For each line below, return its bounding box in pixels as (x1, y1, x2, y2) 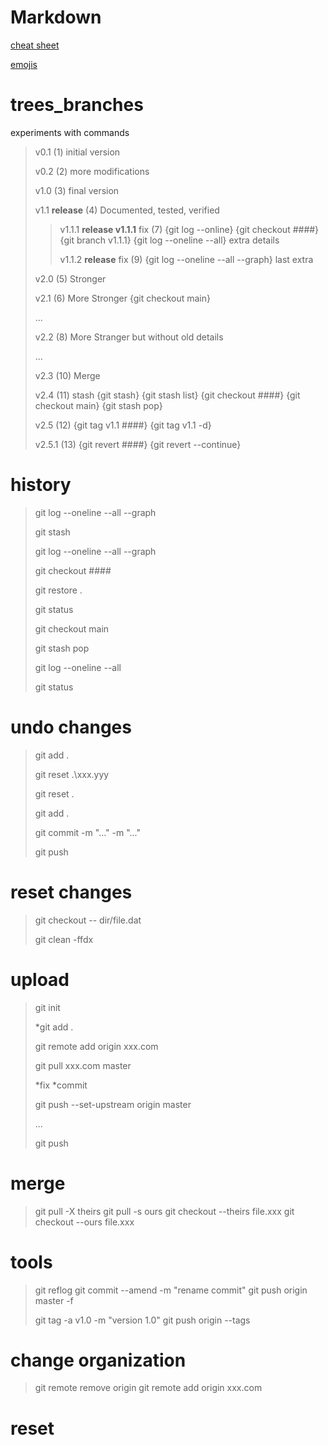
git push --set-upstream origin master (34, 1098, 192, 1110)
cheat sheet (10, 39, 60, 51)
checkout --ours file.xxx (34, 1216, 135, 1228)
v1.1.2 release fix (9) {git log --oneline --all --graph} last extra (59, 253, 314, 265)
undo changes (10, 716, 132, 738)
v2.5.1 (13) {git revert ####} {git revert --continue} (34, 438, 242, 450)
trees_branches (10, 94, 144, 116)
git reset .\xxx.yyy (34, 768, 110, 780)
